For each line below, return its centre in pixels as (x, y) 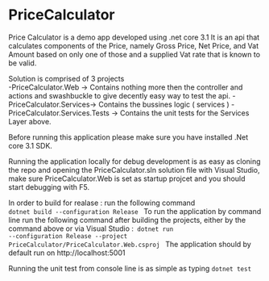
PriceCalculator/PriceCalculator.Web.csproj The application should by (130, 244)
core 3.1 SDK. (30, 145)
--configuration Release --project (68, 236)
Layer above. (30, 121)
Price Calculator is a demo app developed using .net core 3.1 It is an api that (134, 37)
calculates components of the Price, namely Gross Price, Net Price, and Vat (134, 45)
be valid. (23, 63)
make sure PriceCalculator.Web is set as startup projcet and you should (127, 178)
